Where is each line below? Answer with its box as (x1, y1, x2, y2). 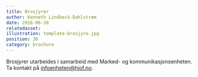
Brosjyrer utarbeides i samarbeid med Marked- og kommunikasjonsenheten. (6, 57, 193, 65)
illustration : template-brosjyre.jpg (6, 31, 100, 37)
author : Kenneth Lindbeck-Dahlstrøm (6, 14, 97, 20)
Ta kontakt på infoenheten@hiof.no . (6, 64, 94, 71)
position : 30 (6, 36, 39, 42)
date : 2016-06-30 (6, 20, 49, 25)
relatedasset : (6, 25, 41, 31)
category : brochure (6, 42, 55, 48)
